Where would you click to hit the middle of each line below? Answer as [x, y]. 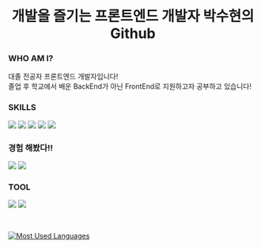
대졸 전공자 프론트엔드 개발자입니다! [63, 77]
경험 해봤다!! [31, 147]
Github [133, 34]
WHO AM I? [31, 59]
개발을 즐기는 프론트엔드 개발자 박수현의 [133, 16]
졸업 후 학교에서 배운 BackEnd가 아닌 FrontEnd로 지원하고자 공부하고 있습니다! [130, 86]
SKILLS [23, 108]
